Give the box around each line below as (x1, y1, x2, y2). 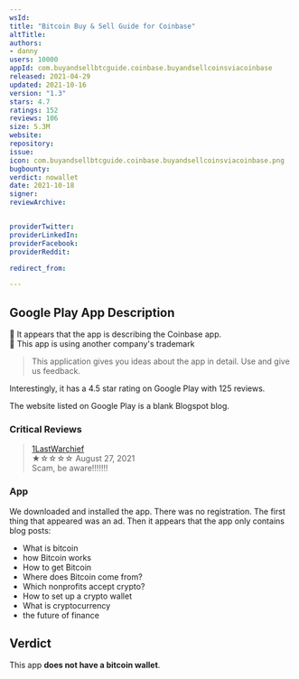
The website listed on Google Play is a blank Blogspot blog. (9, 401, 230, 412)
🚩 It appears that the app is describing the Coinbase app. (9, 329, 222, 339)
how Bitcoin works (22, 552, 92, 563)
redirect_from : (9, 264, 67, 273)
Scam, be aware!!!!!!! (31, 462, 108, 474)
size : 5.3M (9, 123, 51, 132)
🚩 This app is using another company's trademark (9, 339, 195, 349)
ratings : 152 (9, 106, 59, 115)
